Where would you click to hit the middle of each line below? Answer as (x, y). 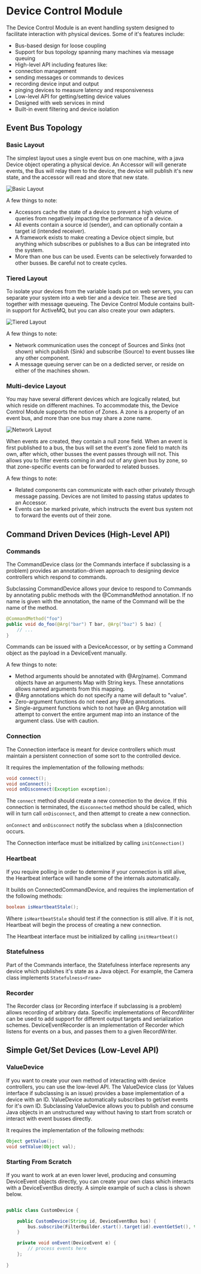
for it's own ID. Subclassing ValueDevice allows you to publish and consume (100, 1106)
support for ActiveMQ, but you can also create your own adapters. (93, 310)
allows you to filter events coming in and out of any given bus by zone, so (97, 460)
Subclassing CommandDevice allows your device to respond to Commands (99, 588)
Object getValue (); (31, 1141)
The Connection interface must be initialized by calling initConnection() (95, 843)
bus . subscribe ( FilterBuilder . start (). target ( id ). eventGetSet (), (109, 1227)
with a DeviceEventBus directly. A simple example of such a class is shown (98, 1188)
